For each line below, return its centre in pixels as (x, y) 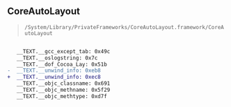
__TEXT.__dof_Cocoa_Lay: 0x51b (62, 64)
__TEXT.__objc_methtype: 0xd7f (62, 96)
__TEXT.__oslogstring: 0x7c (57, 58)
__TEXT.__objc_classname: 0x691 (63, 84)
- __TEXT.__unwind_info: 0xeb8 (54, 71)
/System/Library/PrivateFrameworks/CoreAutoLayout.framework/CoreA (124, 27)
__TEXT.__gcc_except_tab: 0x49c (63, 51)
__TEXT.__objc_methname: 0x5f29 (63, 90)
